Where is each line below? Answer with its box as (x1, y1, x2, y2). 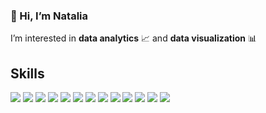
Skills (10, 65, 45, 82)
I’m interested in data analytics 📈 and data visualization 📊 (10, 32, 258, 44)
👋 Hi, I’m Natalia (10, 9, 89, 23)
